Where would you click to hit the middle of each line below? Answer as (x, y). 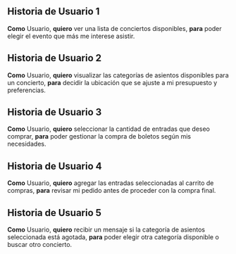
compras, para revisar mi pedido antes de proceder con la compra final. (112, 191)
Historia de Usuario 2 (55, 58)
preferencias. (26, 90)
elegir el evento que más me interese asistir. (71, 36)
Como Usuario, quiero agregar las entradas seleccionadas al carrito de (111, 183)
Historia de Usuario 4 (55, 166)
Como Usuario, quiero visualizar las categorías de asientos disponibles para (118, 75)
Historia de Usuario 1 (54, 12)
